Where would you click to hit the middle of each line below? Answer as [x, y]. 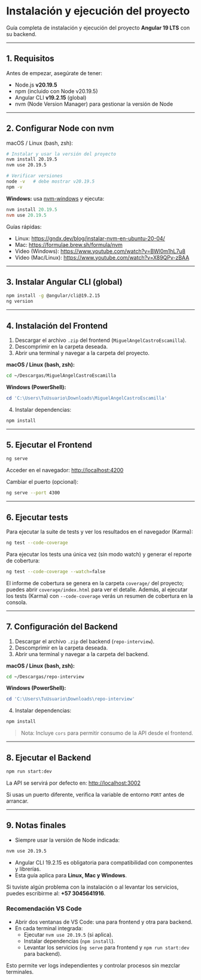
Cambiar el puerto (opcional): [42, 482]
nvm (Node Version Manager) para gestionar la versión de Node [94, 104]
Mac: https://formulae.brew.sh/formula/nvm [68, 245]
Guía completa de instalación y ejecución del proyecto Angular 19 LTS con [98, 28]
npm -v [14, 187]
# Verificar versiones [34, 176]
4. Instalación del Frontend [57, 326]
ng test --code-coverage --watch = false [56, 571]
